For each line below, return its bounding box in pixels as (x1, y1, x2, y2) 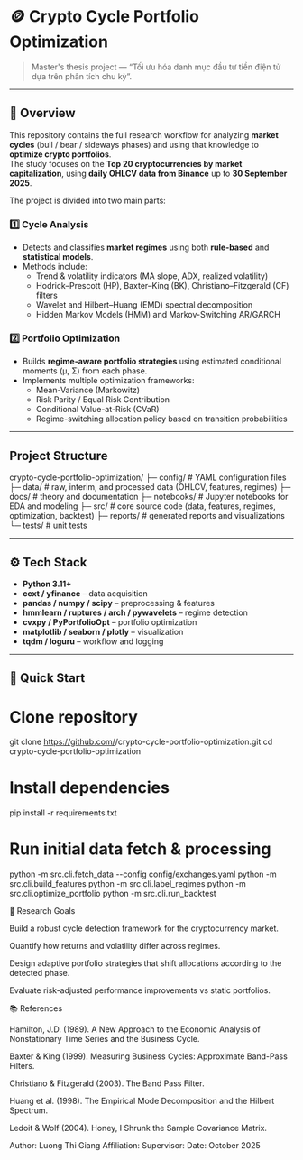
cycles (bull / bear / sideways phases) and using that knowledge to (9, 139, 260, 150)
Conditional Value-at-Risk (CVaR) (35, 404, 160, 415)
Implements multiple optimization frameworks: (22, 375, 196, 386)
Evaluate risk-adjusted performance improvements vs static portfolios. (9, 985, 271, 996)
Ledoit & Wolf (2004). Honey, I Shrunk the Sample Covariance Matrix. (9, 1123, 268, 1134)
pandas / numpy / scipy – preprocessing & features (22, 597, 215, 608)
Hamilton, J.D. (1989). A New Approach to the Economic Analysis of (9, 1024, 262, 1035)
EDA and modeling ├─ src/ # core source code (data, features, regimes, (9, 501, 277, 511)
